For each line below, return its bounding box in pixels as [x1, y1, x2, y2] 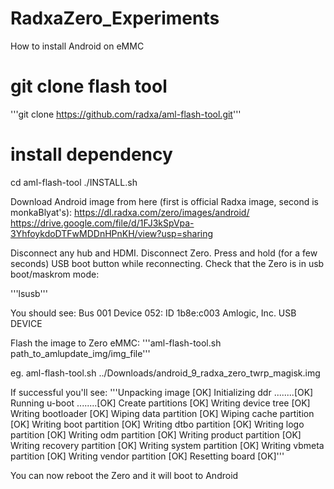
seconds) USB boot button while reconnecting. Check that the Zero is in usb [10, 257, 325, 269]
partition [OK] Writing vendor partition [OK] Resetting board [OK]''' [10, 450, 285, 462]
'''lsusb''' [10, 287, 48, 299]
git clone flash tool [10, 75, 168, 98]
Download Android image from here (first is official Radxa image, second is [10, 195, 320, 207]
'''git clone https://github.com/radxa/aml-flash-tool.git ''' [10, 108, 242, 120]
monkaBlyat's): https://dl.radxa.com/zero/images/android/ [10, 206, 250, 218]
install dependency [10, 143, 173, 166]
